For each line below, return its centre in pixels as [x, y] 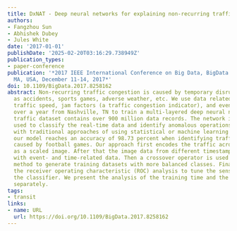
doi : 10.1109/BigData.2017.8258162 [60, 86]
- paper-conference [36, 66]
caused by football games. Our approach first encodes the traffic [115, 145]
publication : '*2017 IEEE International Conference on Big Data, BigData [118, 73]
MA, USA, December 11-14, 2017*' [63, 79]
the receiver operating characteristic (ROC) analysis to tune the [115, 171]
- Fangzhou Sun [30, 27]
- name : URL [25, 211]
